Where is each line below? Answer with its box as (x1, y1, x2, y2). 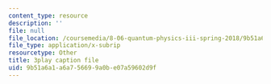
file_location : (8, 34, 60, 42)
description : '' (8, 19, 63, 27)
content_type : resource (8, 11, 89, 20)
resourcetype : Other (8, 49, 78, 57)
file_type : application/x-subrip (8, 42, 121, 50)
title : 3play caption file (8, 57, 99, 65)
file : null (8, 26, 45, 34)
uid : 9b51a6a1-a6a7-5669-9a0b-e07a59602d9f (8, 64, 157, 72)
